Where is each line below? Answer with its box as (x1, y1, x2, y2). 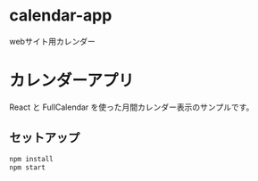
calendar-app (9, 5, 112, 26)
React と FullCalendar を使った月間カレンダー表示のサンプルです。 (9, 102, 254, 112)
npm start (9, 162, 46, 172)
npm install (9, 154, 54, 163)
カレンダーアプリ (9, 70, 134, 91)
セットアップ (9, 130, 80, 145)
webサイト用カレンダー (9, 36, 96, 46)
